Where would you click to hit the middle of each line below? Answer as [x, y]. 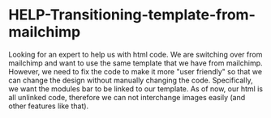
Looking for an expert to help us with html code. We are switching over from [135, 54]
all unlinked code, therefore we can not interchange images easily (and [127, 97]
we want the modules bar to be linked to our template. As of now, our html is [136, 88]
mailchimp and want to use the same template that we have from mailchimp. [135, 63]
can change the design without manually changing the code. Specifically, [131, 80]
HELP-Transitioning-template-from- [132, 15]
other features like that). [49, 106]
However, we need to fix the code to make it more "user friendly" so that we [135, 71]
